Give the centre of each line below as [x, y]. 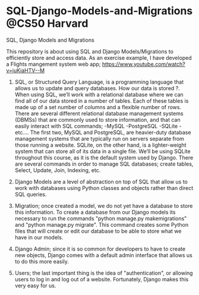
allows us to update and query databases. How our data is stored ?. [97, 88]
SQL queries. [31, 194]
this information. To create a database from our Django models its [95, 212]
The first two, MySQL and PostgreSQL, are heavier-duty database [110, 132]
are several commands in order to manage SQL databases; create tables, [104, 164]
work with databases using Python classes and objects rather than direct [104, 188]
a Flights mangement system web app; [53, 64]
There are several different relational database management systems [99, 113]
